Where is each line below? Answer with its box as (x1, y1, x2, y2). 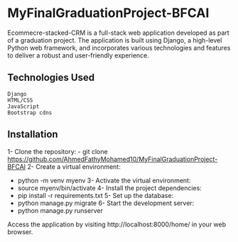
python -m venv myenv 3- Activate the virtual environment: (17, 176, 191, 185)
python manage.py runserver (17, 206, 103, 214)
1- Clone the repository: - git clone (7, 147, 108, 155)
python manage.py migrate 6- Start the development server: (17, 199, 195, 207)
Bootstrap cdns (7, 109, 53, 116)
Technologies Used (7, 72, 94, 84)
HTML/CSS (7, 97, 33, 104)
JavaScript (7, 103, 40, 110)
